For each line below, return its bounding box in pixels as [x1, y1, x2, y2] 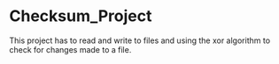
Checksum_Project [9, 6, 152, 26]
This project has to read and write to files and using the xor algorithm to [9, 35, 271, 46]
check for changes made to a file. [9, 44, 132, 54]
